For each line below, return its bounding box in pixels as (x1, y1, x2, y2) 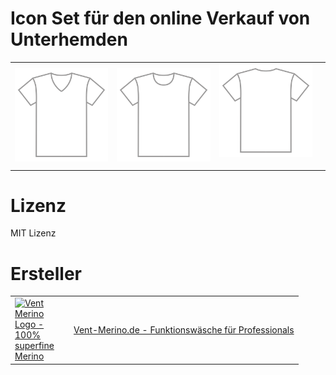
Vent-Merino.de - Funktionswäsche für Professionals (73, 323, 295, 336)
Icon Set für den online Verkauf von (10, 7, 311, 30)
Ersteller (10, 262, 83, 285)
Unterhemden (10, 28, 128, 51)
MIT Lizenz (10, 227, 57, 239)
